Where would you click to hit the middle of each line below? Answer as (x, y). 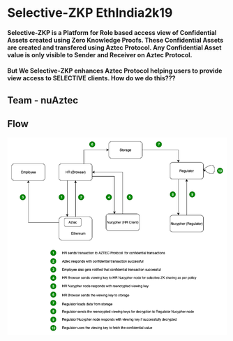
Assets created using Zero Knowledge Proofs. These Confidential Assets (115, 40)
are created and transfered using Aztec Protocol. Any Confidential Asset (114, 48)
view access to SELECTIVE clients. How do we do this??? (91, 78)
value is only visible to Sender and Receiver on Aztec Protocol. (100, 55)
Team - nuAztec (43, 100)
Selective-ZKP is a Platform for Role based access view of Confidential (112, 32)
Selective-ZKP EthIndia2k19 (90, 13)
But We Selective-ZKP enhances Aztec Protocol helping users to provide (115, 71)
